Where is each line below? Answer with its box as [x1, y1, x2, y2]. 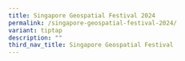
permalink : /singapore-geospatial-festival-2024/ [8, 19, 178, 27]
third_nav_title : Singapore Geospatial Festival [8, 41, 174, 49]
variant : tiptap [8, 26, 62, 34]
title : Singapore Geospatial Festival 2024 [8, 11, 156, 20]
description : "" [8, 33, 62, 42]
